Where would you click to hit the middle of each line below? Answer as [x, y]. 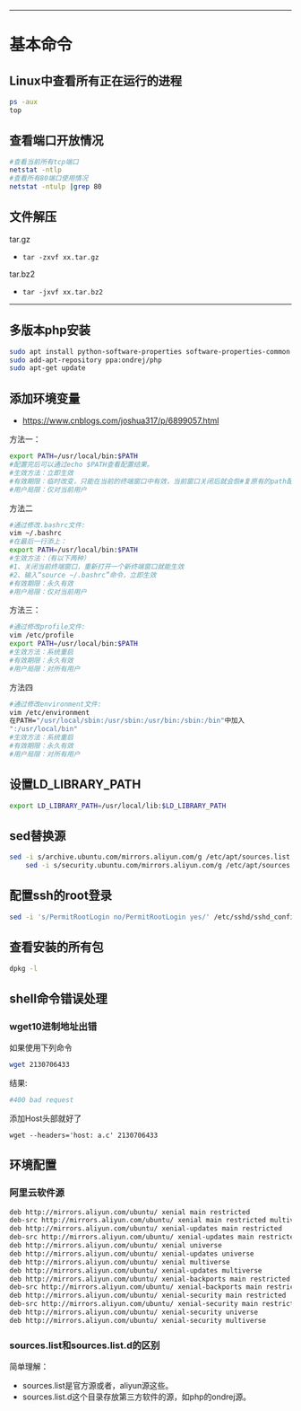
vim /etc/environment [50, 712]
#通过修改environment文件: [56, 704]
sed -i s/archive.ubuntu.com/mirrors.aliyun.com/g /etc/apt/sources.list [150, 857]
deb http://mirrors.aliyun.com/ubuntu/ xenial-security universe [133, 1312]
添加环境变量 [45, 398]
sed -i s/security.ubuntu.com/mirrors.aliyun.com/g [124, 866]
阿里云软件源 [37, 1193]
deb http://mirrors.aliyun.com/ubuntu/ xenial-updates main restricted [146, 1229]
